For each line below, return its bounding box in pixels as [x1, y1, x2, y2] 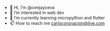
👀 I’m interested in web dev [9, 10, 65, 15]
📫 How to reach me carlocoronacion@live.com [9, 20, 105, 26]
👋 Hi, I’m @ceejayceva [9, 5, 55, 10]
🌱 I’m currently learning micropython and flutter [9, 15, 105, 20]
